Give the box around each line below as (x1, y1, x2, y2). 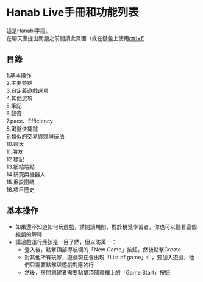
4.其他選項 (6, 94, 33, 101)
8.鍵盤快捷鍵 (6, 125, 38, 132)
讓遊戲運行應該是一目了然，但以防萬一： (15, 238, 117, 245)
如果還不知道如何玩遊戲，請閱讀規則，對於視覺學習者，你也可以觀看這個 (15, 223, 197, 230)
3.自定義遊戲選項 (6, 87, 49, 94)
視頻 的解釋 (15, 230, 43, 238)
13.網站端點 (6, 163, 35, 170)
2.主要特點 (6, 79, 33, 86)
